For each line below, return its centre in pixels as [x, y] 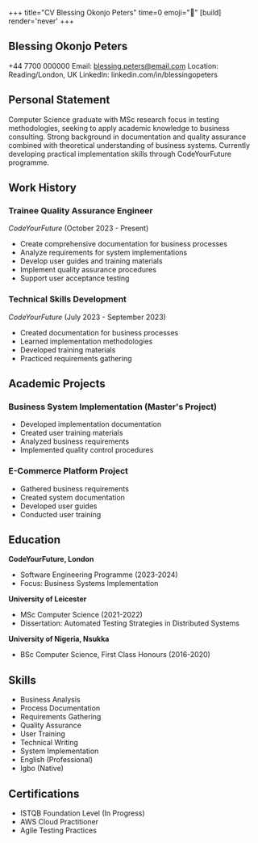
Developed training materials [68, 350]
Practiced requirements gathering [76, 358]
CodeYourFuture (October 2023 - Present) [79, 228]
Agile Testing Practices [58, 830]
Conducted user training [60, 514]
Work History [42, 188]
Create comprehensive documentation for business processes [124, 244]
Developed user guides [58, 506]
